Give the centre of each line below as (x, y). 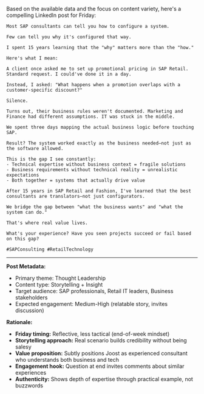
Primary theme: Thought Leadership (60, 278)
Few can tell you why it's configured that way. (69, 37)
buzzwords (29, 386)
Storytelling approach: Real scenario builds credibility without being (101, 340)
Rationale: (19, 322)
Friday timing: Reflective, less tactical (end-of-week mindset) (92, 334)
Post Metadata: (26, 266)
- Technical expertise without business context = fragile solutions (96, 165)
